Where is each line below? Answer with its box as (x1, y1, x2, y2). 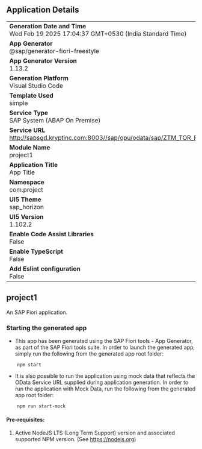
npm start (17, 362, 42, 368)
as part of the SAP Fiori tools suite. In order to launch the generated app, (14, 344, 195, 351)
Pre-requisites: (6, 416, 45, 423)
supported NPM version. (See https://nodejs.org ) (14, 436, 136, 443)
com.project (9, 185, 43, 193)
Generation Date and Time (9, 22, 87, 30)
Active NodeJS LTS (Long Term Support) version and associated (14, 429, 176, 436)
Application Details (6, 5, 79, 15)
